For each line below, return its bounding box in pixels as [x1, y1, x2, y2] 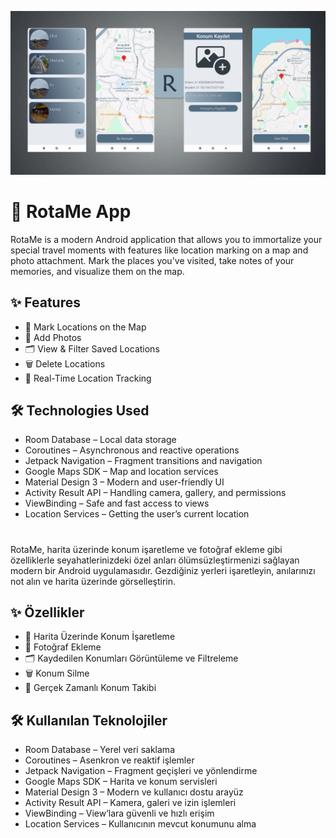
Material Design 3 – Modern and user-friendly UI [24, 476, 225, 488]
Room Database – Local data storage [24, 434, 177, 446]
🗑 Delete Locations [24, 357, 106, 370]
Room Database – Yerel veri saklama [24, 744, 175, 756]
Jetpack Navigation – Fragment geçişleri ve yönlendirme [24, 765, 258, 777]
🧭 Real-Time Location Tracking [24, 372, 152, 384]
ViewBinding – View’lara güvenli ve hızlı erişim [24, 807, 215, 820]
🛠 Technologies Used [10, 402, 150, 419]
